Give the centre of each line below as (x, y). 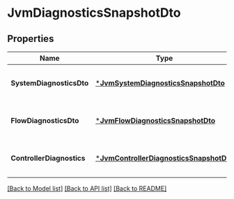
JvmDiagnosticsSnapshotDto (94, 13)
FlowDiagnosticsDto (45, 120)
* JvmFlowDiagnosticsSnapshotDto (155, 120)
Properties (31, 39)
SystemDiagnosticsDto (50, 83)
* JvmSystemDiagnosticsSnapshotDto (160, 83)
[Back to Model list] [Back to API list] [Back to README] (87, 189)
